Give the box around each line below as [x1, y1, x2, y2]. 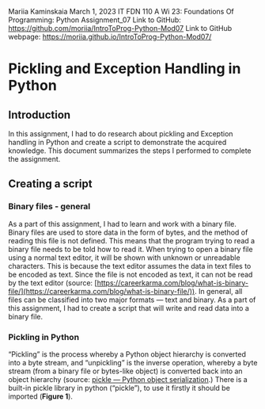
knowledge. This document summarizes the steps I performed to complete [8, 146, 252, 155]
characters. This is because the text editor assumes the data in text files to [8, 261, 252, 270]
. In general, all [194, 286, 243, 296]
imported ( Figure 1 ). [8, 392, 74, 401]
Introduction [8, 108, 71, 121]
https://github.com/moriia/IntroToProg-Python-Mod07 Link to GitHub [8, 24, 233, 32]
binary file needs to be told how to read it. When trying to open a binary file [8, 244, 253, 254]
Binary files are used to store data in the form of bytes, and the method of [8, 227, 248, 237]
